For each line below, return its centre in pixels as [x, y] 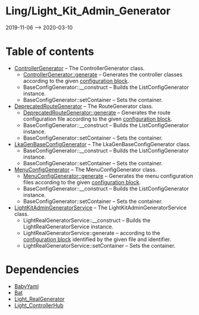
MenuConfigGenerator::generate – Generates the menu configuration [108, 176]
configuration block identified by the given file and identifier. [97, 239]
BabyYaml [27, 286]
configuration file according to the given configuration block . [98, 119]
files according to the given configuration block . [82, 182]
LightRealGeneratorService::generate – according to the [91, 233]
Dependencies [42, 270]
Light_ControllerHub [39, 305]
